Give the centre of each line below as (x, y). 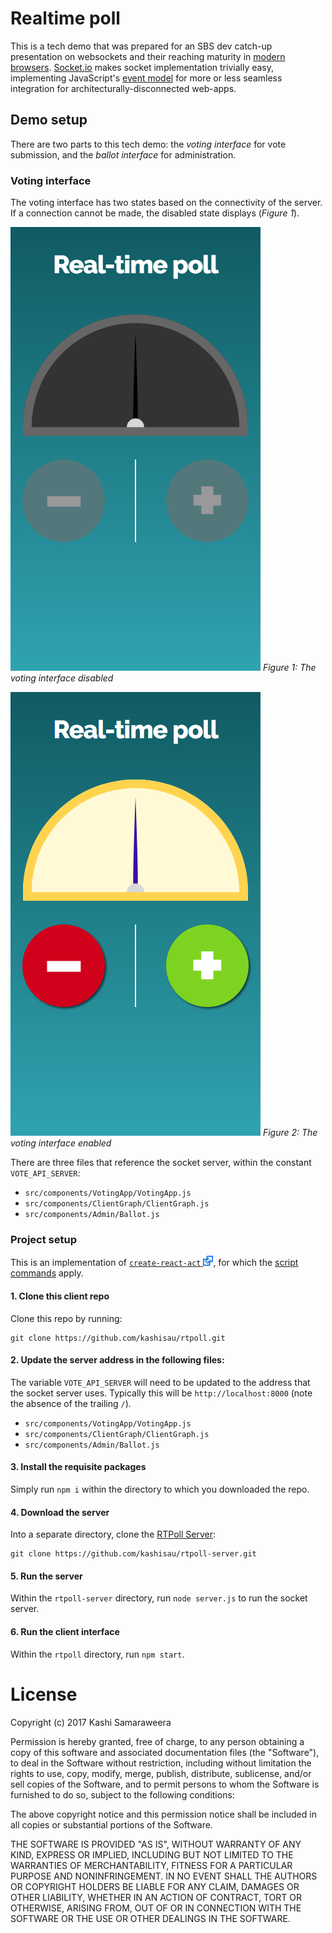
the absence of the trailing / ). (71, 1403)
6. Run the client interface (65, 1631)
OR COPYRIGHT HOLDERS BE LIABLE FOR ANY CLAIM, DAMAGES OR (155, 1886)
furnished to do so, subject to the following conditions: (122, 1794)
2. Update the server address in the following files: (117, 1360)
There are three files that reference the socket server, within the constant (161, 1163)
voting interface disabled (62, 678)
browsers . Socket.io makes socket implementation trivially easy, (142, 67)
